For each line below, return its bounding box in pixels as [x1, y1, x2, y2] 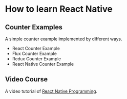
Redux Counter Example [12, 56, 61, 62]
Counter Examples [5, 23, 63, 31]
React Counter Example [12, 46, 60, 51]
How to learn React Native [5, 3, 113, 15]
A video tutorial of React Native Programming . [5, 88, 98, 94]
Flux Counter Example [12, 50, 57, 56]
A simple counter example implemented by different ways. [5, 36, 122, 42]
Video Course [5, 75, 48, 84]
